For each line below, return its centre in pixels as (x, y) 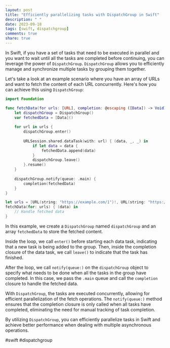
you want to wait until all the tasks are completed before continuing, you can (85, 58)
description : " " (24, 19)
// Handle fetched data (39, 212)
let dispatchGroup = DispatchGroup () (54, 113)
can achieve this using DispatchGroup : (45, 89)
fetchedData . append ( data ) (69, 150)
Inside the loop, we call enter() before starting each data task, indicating (81, 241)
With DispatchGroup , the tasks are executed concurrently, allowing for (78, 293)
